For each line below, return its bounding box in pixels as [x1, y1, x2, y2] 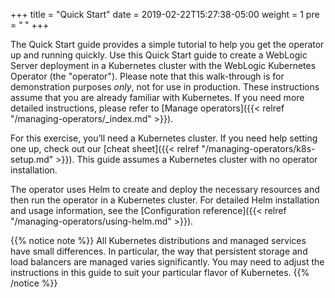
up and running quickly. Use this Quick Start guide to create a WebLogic [10, 49, 308, 61]
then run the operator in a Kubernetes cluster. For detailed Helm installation [10, 194, 320, 206]
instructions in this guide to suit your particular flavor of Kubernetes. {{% [10, 267, 310, 278]
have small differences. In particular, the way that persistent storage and [10, 245, 308, 257]
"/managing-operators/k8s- [201, 143, 316, 154]
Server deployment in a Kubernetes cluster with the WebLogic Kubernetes [10, 60, 317, 71]
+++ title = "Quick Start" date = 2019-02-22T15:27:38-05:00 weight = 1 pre [10, 9, 320, 20]
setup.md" [10, 154, 54, 165]
